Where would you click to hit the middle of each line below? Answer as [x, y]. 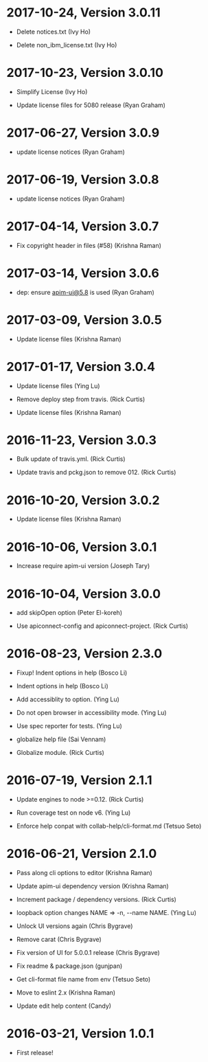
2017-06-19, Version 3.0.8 [83, 179]
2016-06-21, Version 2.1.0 [82, 854]
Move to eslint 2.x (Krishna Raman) [66, 993]
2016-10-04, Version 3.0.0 [84, 594]
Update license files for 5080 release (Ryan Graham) [91, 105]
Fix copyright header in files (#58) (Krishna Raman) [89, 245]
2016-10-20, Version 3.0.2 [83, 500]
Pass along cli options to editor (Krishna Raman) [84, 873]
